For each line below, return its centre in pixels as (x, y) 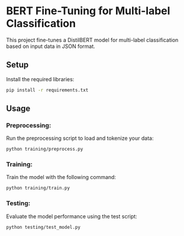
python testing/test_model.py (43, 227)
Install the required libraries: (40, 79)
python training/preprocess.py (45, 149)
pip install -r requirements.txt (47, 90)
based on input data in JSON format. (51, 46)
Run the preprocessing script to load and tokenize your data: (80, 138)
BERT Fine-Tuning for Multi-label (88, 11)
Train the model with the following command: (61, 177)
